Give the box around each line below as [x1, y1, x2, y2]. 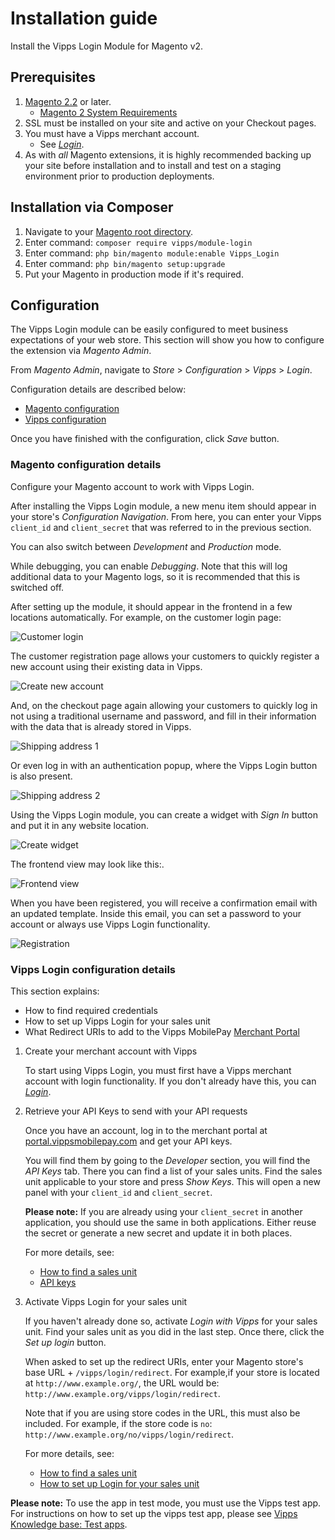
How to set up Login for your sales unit [39, 1477, 200, 1489]
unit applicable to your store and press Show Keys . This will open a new [24, 1175, 321, 1187]
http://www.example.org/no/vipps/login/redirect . [24, 1428, 235, 1440]
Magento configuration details [10, 458, 162, 472]
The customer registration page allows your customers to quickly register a [10, 650, 320, 662]
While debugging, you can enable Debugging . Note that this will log [10, 560, 288, 572]
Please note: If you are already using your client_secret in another [24, 1205, 303, 1217]
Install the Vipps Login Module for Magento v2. [10, 40, 204, 52]
